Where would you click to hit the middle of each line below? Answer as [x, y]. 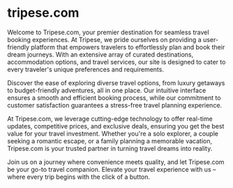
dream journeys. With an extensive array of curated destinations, [100, 55]
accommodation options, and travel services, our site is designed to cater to [116, 62]
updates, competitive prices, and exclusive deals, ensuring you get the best [116, 126]
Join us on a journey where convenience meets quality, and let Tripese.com [116, 161]
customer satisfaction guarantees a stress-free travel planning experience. [114, 105]
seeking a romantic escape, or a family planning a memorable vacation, [110, 140]
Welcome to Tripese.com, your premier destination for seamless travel [108, 32]
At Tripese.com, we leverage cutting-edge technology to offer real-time [110, 118]
